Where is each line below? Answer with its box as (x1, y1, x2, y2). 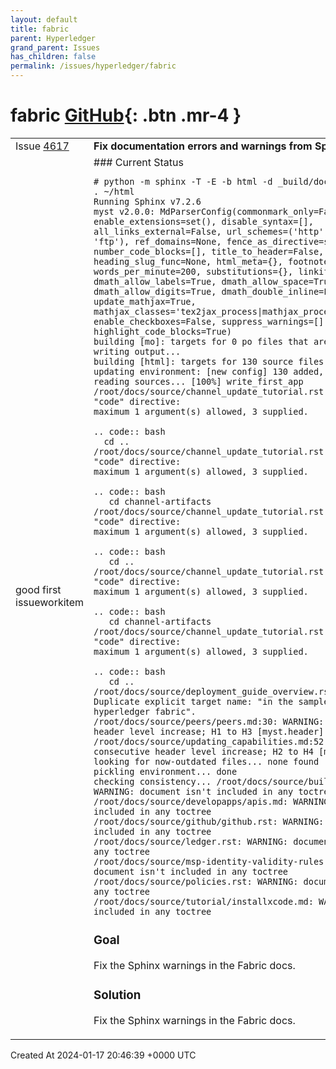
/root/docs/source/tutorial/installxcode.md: (93, 896, 314, 907)
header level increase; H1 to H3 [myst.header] (93, 726, 325, 737)
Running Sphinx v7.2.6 (93, 196, 202, 207)
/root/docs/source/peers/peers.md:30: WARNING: (93, 716, 325, 727)
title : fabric (10, 24, 70, 34)
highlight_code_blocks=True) (93, 326, 232, 337)
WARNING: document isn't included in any (93, 786, 294, 797)
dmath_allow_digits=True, (93, 286, 217, 297)
